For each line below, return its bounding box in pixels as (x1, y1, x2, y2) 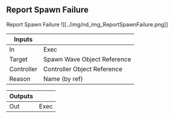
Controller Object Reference (43, 64, 123, 73)
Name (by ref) (43, 75, 83, 83)
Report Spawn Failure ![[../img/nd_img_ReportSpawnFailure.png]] (6, 20, 169, 28)
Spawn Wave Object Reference (43, 55, 131, 63)
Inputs (14, 35, 33, 43)
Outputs (9, 92, 33, 100)
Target (9, 55, 28, 63)
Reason (9, 75, 31, 83)
